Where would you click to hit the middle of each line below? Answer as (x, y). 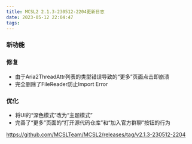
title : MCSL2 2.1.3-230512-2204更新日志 (55, 12)
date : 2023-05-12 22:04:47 (40, 17)
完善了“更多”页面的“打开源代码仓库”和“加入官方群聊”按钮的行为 (92, 122)
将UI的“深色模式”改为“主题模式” (54, 115)
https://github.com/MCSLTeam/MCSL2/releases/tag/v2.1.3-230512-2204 (96, 134)
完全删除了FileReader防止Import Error (61, 84)
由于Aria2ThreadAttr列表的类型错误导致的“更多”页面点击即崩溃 (92, 76)
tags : (13, 23)
